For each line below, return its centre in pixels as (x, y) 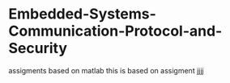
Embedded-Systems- (82, 14)
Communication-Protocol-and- (115, 31)
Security (38, 48)
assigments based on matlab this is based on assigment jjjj (106, 70)
